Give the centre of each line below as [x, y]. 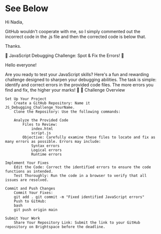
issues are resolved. [27, 180]
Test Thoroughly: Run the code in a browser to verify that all [80, 175]
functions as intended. [29, 171]
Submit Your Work [23, 218]
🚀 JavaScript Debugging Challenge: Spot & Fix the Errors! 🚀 [64, 55]
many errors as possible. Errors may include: [53, 141]
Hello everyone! [21, 65]
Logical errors [46, 150]
